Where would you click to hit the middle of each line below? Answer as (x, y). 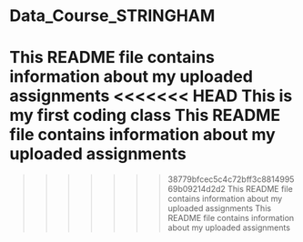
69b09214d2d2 (197, 189)
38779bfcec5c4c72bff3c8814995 (231, 179)
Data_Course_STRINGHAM (112, 16)
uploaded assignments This (219, 208)
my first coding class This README (145, 116)
